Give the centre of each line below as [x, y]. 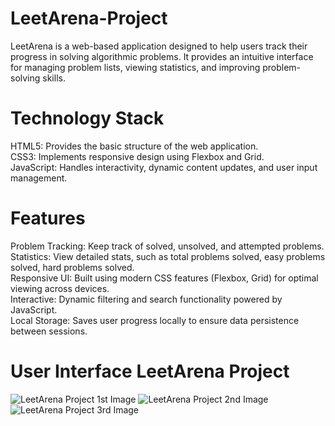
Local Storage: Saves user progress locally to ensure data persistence [155, 320]
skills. [54, 78]
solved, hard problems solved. [72, 267]
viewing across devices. [60, 288]
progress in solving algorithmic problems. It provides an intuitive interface [162, 56]
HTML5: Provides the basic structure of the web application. [134, 146]
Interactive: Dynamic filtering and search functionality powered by [146, 299]
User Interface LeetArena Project [150, 371]
